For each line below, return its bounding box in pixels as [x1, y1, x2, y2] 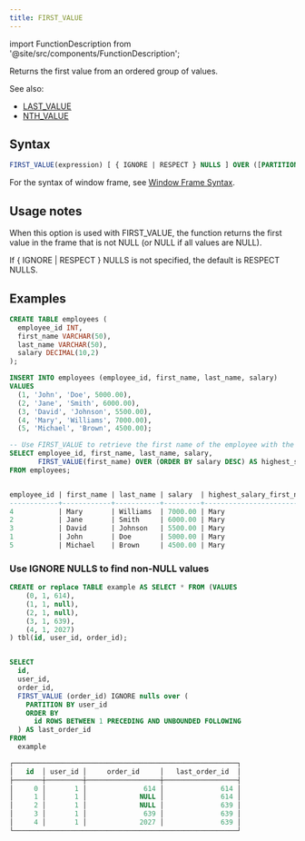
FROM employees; [9, 465, 71, 475]
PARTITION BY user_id [25, 700, 107, 709]
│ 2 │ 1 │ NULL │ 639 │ [9, 801, 242, 810]
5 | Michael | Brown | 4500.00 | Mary [9, 541, 225, 550]
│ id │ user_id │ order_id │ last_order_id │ [9, 767, 242, 777]
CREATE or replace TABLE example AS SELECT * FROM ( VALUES [9, 583, 238, 592]
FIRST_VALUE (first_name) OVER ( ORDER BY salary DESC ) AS [37, 458, 258, 467]
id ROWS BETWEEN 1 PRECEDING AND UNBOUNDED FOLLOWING [33, 717, 242, 727]
